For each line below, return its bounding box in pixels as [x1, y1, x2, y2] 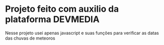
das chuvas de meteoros [5, 35, 56, 41]
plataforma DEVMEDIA [5, 14, 100, 25]
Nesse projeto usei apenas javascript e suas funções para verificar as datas [5, 30, 159, 36]
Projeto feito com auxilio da [5, 3, 119, 15]
